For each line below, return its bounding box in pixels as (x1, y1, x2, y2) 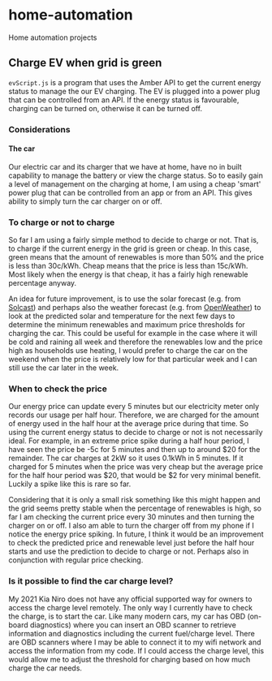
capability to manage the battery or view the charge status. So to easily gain (8, 170, 264, 180)
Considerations (8, 123, 71, 135)
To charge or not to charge (8, 217, 115, 228)
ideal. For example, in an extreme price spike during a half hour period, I (8, 436, 249, 446)
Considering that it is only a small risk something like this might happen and (8, 495, 261, 505)
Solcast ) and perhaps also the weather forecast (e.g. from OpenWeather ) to (8, 303, 261, 312)
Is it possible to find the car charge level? (8, 575, 174, 587)
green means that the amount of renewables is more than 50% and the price (8, 252, 265, 262)
